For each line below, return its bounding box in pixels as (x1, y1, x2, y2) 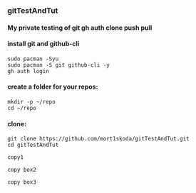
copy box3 (7, 179, 37, 186)
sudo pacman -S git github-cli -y (7, 61, 110, 69)
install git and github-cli (7, 40, 80, 48)
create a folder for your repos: (7, 82, 98, 91)
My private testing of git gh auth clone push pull (7, 23, 153, 32)
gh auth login (7, 67, 50, 75)
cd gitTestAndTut (7, 141, 59, 149)
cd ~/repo (7, 104, 37, 111)
